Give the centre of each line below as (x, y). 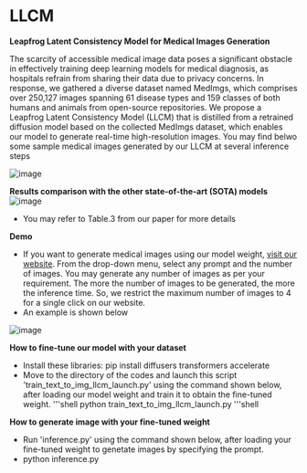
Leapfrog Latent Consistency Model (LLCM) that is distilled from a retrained (152, 117)
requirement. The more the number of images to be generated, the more (159, 283)
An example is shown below (75, 312)
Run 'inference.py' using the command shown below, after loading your (157, 439)
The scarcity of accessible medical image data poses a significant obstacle (151, 58)
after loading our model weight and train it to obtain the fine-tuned (147, 394)
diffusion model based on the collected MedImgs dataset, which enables (146, 126)
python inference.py (61, 458)
